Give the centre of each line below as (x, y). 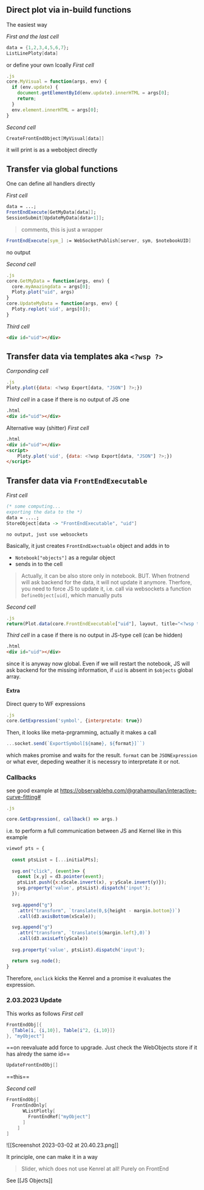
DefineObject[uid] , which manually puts (72, 595)
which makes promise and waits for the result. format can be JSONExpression (102, 755)
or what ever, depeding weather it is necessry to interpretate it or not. (93, 761)
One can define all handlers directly (51, 184)
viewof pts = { (25, 848)
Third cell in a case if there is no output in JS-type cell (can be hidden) (95, 635)
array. (14, 677)
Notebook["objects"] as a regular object (65, 557)
